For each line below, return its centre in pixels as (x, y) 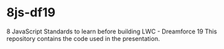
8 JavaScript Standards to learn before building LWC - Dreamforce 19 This (112, 31)
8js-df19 (31, 13)
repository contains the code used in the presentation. (83, 38)
